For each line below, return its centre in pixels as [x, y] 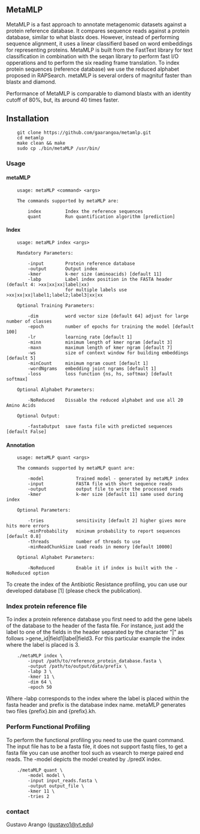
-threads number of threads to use [84, 542]
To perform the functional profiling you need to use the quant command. [95, 740]
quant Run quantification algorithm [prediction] [101, 216]
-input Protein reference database [81, 264]
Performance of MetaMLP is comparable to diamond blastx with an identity [99, 93]
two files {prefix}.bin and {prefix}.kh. [51, 712]
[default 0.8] [24, 537]
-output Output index [63, 269]
